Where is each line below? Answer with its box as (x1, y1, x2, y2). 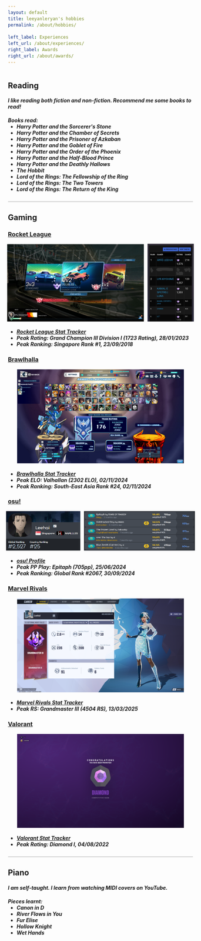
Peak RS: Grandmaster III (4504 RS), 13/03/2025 (16, 705, 138, 712)
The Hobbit (16, 167, 45, 174)
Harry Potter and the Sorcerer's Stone (16, 123, 112, 130)
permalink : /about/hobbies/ (8, 22, 77, 28)
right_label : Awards (8, 47, 59, 53)
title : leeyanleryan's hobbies (8, 15, 85, 22)
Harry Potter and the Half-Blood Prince (16, 154, 114, 161)
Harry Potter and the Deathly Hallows (16, 161, 110, 168)
